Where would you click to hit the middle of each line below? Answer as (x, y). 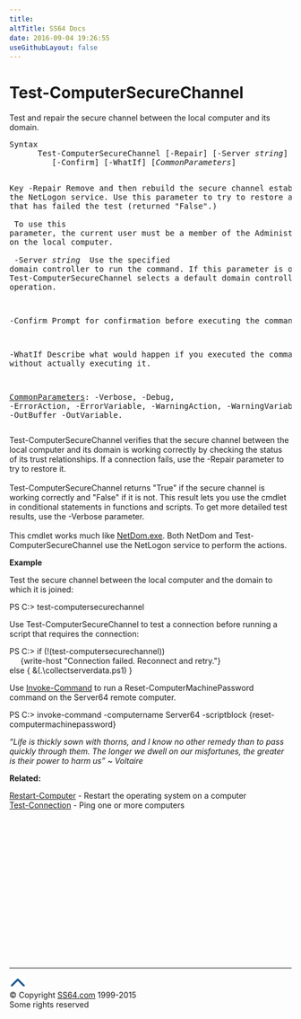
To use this (40, 224)
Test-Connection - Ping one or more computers (97, 805)
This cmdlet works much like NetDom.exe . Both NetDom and (121, 536)
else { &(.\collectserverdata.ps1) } (71, 670)
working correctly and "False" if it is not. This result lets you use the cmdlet (148, 498)
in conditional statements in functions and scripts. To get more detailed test (149, 507)
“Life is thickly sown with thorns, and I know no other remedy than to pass (147, 742)
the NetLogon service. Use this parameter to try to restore (146, 197)
